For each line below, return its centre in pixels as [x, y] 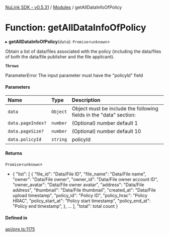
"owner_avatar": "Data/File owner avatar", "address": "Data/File [78, 185]
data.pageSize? [26, 131]
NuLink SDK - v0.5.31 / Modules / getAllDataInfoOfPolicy [64, 7]
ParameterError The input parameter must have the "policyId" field [74, 75]
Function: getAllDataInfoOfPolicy [76, 28]
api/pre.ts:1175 [20, 229]
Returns [14, 153]
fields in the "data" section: [104, 115]
